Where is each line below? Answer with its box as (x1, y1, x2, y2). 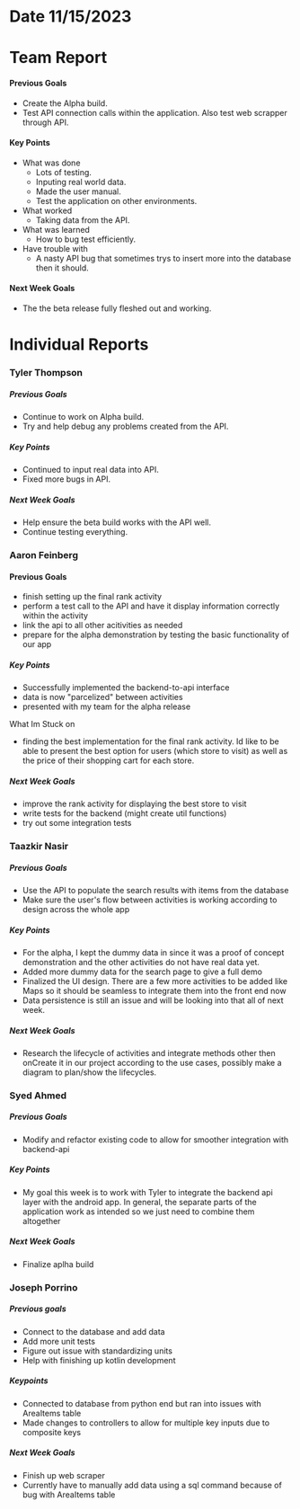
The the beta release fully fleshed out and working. (22, 303, 212, 314)
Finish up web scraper (22, 1469, 105, 1480)
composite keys (22, 1426, 82, 1437)
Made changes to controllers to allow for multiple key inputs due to (22, 1417, 270, 1428)
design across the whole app (22, 903, 130, 914)
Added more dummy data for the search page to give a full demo (22, 966, 263, 977)
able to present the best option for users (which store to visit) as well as (22, 746, 288, 757)
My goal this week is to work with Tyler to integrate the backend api (22, 1186, 274, 1197)
